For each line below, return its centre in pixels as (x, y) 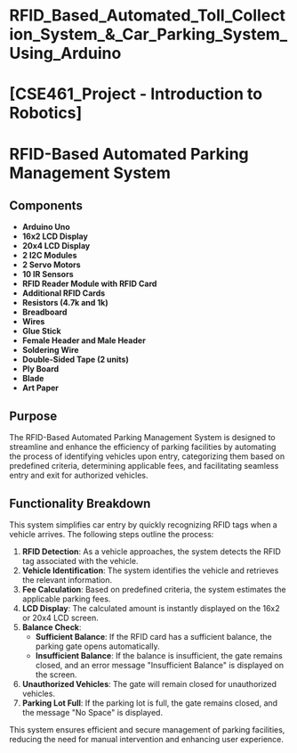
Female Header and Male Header (84, 340)
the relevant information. (67, 580)
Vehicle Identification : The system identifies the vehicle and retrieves (150, 570)
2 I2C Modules (49, 256)
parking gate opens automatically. (97, 646)
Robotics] (46, 113)
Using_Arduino (65, 53)
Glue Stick (41, 331)
